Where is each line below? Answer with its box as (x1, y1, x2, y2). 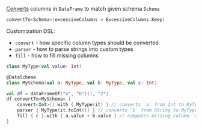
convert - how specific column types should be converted (14, 39, 159, 46)
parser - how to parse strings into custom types (14, 45, 133, 53)
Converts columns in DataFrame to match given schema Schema (6, 5, 160, 12)
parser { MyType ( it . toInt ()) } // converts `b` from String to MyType (17, 107, 198, 113)
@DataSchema (6, 74, 36, 80)
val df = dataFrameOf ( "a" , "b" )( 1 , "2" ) (6, 90, 109, 96)
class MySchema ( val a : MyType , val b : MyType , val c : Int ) (6, 80, 158, 86)
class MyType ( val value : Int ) (6, 63, 82, 69)
